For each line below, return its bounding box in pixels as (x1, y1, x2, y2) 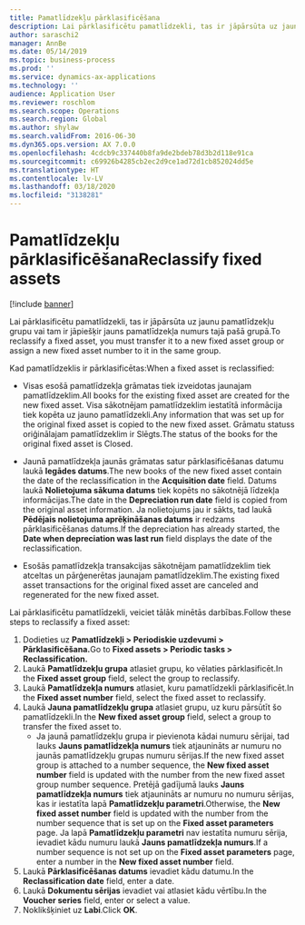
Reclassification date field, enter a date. (22, 875, 175, 886)
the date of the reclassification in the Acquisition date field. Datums (22, 474, 277, 486)
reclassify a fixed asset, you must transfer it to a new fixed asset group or (9, 335, 284, 346)
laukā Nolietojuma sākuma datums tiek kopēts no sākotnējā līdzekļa (22, 484, 280, 495)
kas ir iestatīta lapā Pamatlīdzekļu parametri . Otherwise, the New (35, 798, 280, 809)
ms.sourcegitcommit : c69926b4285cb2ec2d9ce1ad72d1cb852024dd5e (9, 156, 254, 166)
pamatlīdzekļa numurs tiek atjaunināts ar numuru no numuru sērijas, (35, 788, 295, 800)
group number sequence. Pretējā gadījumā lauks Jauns (35, 779, 245, 790)
